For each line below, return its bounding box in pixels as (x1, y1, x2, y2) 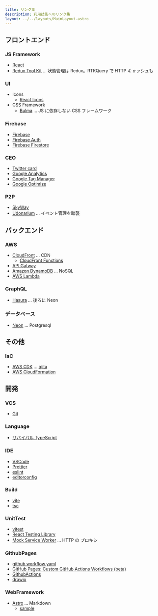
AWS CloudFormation (12, 369, 56, 375)
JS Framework (5, 51, 40, 57)
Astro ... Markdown (12, 600, 51, 606)
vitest (12, 526, 24, 532)
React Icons (19, 97, 44, 103)
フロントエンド (5, 35, 51, 44)
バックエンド (5, 226, 44, 234)
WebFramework (5, 589, 44, 596)
